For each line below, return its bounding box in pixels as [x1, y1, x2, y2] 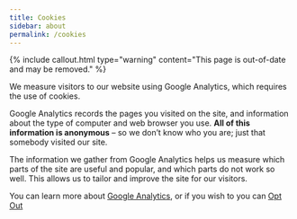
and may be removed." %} [9, 64, 107, 74]
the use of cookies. [9, 91, 81, 101]
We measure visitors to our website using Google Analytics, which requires [9, 82, 287, 92]
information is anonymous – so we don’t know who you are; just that [9, 127, 265, 138]
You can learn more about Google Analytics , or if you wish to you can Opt [9, 190, 282, 202]
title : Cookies [9, 13, 67, 22]
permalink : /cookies [9, 30, 87, 39]
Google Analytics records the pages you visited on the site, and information [9, 109, 290, 119]
